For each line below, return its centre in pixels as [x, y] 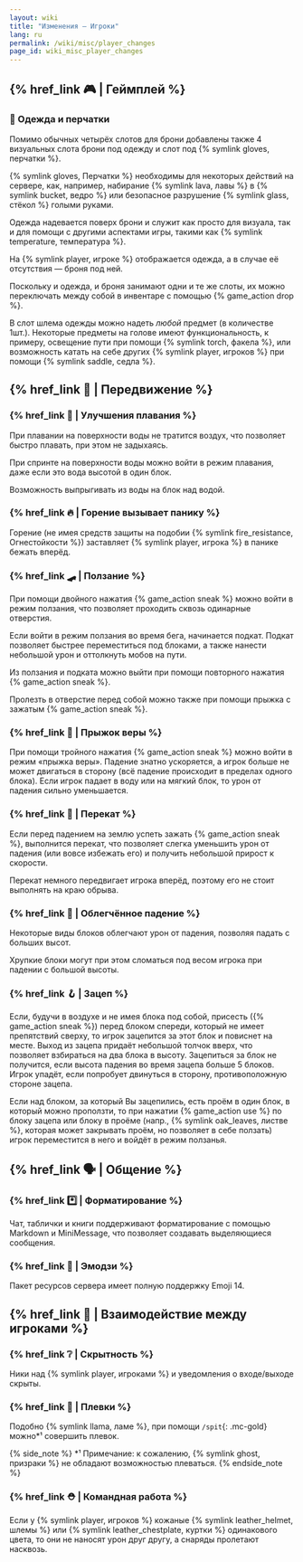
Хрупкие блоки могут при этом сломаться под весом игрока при [136, 960]
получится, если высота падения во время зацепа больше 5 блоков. [142, 1065]
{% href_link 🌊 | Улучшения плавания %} [103, 415]
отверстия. [31, 618]
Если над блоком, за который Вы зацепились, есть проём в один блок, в [150, 1102]
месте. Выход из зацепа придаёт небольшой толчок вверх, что [131, 1046]
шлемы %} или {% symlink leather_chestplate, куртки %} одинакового [143, 1529]
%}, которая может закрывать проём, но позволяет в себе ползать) [141, 1131]
